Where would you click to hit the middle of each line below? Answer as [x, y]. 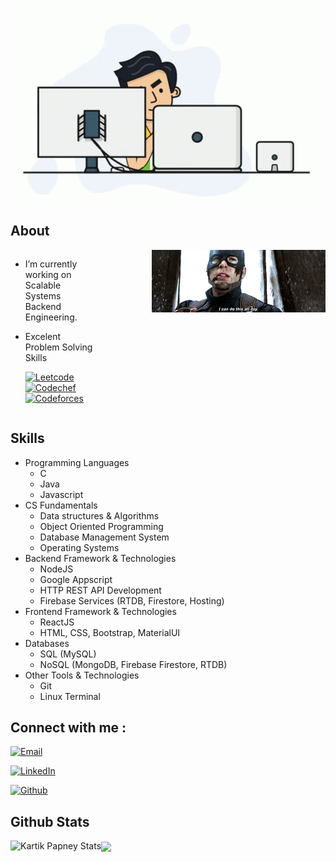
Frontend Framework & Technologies [100, 611]
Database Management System [104, 537]
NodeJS [56, 569]
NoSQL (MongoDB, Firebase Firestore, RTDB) [133, 664]
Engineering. [51, 317]
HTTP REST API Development [100, 590]
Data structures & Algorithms [99, 515]
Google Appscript [76, 579]
